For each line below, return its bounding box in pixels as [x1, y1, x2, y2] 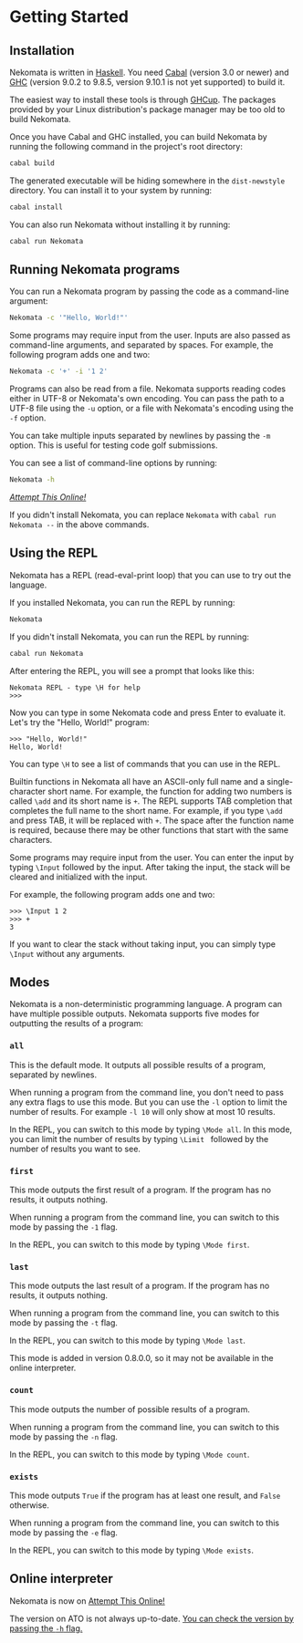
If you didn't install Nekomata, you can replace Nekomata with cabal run [9, 509, 277, 521]
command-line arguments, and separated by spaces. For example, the [9, 339, 274, 350]
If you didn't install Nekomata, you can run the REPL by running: [9, 631, 249, 642]
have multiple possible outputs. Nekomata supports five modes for [9, 1008, 260, 1019]
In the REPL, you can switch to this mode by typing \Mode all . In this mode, [9, 1124, 293, 1135]
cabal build [9, 159, 55, 168]
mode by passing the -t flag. [9, 1317, 119, 1328]
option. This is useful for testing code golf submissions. [9, 440, 218, 451]
